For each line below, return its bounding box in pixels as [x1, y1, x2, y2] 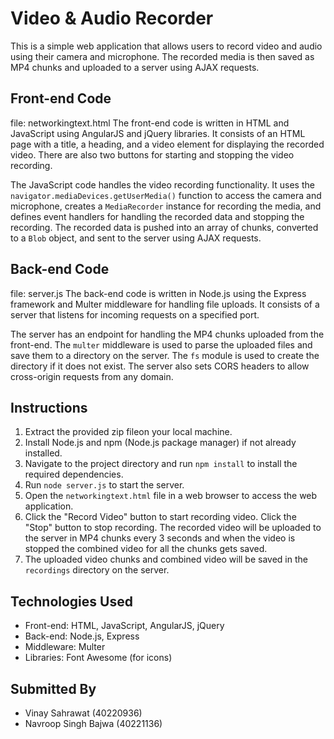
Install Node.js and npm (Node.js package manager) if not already [24, 437, 297, 449]
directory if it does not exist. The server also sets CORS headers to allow [10, 360, 310, 372]
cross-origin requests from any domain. [10, 370, 174, 382]
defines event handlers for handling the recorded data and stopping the [10, 210, 305, 222]
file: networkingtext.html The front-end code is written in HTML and [10, 117, 290, 129]
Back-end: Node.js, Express [24, 630, 140, 642]
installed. [24, 447, 63, 459]
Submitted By [10, 680, 97, 697]
